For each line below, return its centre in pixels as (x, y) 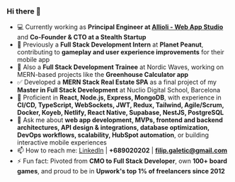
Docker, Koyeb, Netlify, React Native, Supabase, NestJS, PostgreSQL (120, 113)
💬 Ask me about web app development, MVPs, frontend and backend (120, 120)
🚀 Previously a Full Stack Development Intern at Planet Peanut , (110, 44)
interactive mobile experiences (62, 142)
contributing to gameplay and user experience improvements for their (120, 52)
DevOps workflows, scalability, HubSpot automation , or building (113, 135)
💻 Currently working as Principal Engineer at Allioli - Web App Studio (120, 27)
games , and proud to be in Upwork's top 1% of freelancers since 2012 (121, 171)
